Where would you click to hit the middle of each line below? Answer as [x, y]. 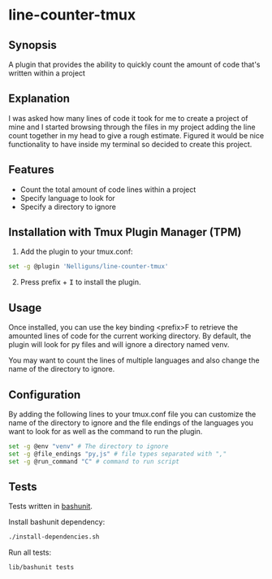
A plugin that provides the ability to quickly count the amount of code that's [134, 64]
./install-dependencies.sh [54, 537]
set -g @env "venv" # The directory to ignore [89, 446]
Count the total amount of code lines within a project [108, 189]
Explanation [39, 99]
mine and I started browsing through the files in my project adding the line [132, 127]
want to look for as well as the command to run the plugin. [106, 431]
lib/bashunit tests [41, 568]
